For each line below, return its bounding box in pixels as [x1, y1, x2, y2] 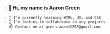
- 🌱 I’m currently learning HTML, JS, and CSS [4, 16, 101, 20]
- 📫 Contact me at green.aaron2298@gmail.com [4, 24, 101, 30]
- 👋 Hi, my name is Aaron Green [4, 4, 80, 11]
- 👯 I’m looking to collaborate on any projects [4, 19, 106, 25]
